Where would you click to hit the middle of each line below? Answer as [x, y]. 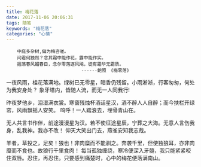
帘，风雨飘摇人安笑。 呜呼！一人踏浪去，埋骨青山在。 [72, 110]
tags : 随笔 [19, 23]
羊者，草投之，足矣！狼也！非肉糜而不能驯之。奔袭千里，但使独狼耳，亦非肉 [100, 143]
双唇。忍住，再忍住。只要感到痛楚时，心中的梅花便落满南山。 [87, 158]
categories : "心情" [30, 34]
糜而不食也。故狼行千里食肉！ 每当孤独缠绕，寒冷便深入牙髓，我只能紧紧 [96, 151]
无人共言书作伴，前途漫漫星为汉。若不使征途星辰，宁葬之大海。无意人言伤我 [100, 123]
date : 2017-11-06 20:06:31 [40, 17]
